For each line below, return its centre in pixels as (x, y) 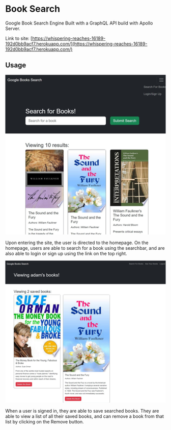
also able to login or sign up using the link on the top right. (66, 254)
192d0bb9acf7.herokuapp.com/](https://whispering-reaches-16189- (76, 43)
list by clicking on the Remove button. (45, 422)
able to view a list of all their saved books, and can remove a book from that (85, 416)
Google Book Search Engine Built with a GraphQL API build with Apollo (79, 23)
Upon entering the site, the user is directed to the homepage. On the (77, 243)
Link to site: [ (19, 38)
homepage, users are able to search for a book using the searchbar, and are (85, 248)
